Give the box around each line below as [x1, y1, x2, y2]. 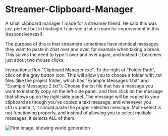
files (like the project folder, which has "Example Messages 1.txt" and [5, 77, 149, 83]
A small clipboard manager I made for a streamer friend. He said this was [5, 20, 157, 26]
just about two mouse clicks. [5, 57, 65, 63]
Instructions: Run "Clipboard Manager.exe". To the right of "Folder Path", [5, 67, 155, 73]
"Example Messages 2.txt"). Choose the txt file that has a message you [5, 82, 153, 89]
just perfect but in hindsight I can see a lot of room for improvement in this [5, 25, 160, 31]
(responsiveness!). [5, 31, 44, 37]
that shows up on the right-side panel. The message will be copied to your [5, 94, 160, 100]
